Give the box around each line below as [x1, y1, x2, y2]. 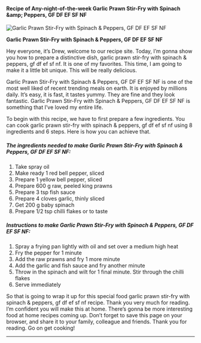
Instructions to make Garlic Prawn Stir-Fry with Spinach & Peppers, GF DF [6, 221, 194, 229]
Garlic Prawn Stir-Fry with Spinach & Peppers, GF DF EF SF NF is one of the [6, 78, 193, 86]
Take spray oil [14, 163, 50, 171]
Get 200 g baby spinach [14, 201, 75, 209]
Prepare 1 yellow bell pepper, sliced [14, 176, 103, 183]
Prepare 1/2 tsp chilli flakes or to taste [14, 208, 108, 215]
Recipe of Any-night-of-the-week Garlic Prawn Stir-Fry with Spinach [6, 5, 181, 12]
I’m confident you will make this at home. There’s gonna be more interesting [6, 305, 193, 312]
